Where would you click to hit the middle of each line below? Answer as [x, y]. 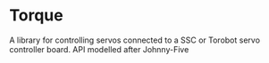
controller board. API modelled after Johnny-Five [99, 49]
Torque [37, 16]
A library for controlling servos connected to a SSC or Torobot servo [135, 40]
